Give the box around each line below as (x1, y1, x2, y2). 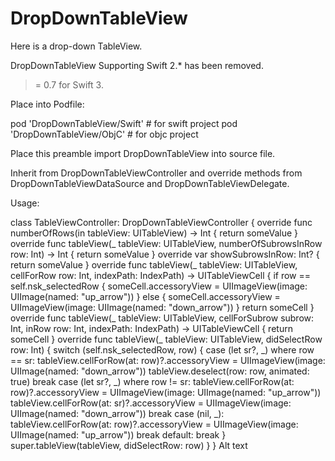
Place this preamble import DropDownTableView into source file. (10, 147, 276, 159)
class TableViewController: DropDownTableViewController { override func (10, 216, 313, 228)
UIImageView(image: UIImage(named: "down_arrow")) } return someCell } (10, 301, 315, 313)
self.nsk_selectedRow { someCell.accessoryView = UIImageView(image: (10, 280, 308, 292)
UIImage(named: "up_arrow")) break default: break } (10, 428, 227, 441)
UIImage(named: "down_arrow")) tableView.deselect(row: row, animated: (10, 365, 310, 377)
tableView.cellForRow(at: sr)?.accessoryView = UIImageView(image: (10, 397, 292, 409)
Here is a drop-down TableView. (10, 40, 143, 52)
